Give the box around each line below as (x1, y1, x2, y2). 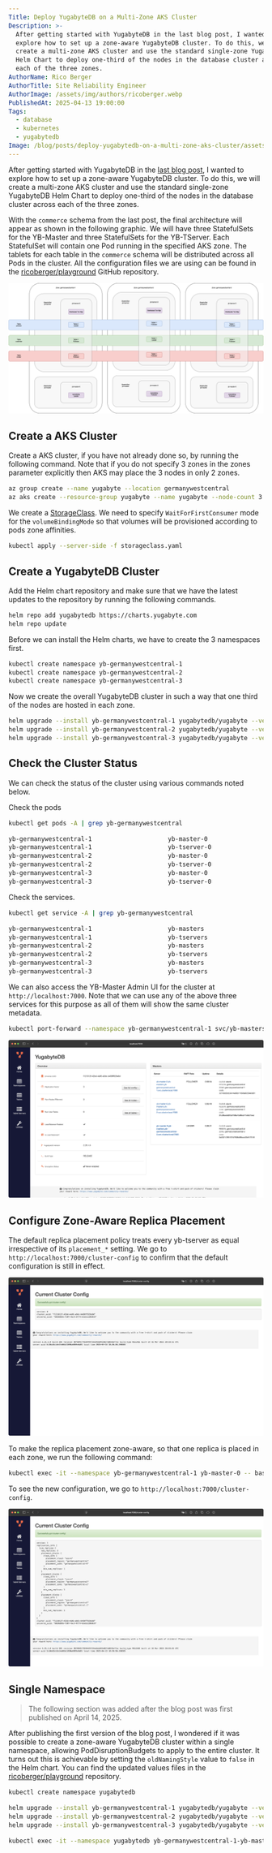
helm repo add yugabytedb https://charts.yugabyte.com (8, 611, 198, 619)
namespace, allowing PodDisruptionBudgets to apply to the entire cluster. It (8, 1746, 260, 1755)
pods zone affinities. (8, 525, 77, 535)
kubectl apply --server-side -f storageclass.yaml (8, 542, 183, 550)
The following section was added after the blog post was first (28, 1704, 233, 1713)
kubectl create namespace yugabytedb (8, 1788, 136, 1796)
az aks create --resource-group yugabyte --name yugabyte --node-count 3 (8, 493, 263, 502)
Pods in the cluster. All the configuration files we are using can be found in (8, 258, 257, 268)
